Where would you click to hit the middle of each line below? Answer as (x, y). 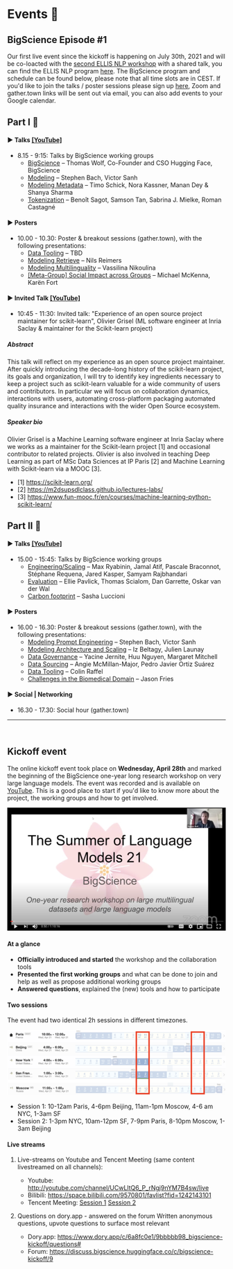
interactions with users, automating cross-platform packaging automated (112, 399)
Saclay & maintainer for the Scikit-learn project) (85, 328)
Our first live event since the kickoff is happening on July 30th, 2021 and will (116, 56)
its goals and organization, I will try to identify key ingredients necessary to (114, 376)
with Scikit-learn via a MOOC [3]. (54, 469)
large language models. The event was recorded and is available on (104, 783)
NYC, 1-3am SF (39, 1114)
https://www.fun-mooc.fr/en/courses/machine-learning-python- (119, 497)
